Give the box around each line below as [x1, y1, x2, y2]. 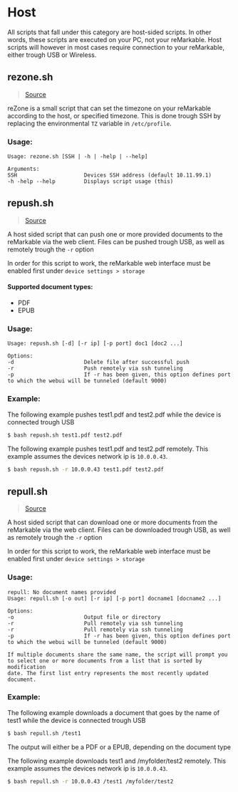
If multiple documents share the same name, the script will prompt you [7, 651, 228, 658]
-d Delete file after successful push [7, 359, 190, 366]
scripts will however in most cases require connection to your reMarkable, [7, 43, 225, 51]
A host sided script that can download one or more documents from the [7, 518, 218, 527]
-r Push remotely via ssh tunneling [7, 365, 183, 372]
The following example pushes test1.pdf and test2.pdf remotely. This [7, 444, 209, 453]
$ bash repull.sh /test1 [7, 729, 81, 737]
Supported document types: [7, 283, 93, 291]
